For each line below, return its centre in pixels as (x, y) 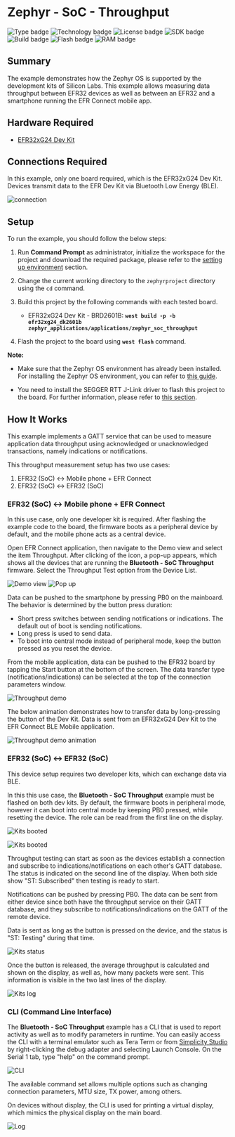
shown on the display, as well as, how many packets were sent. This (106, 972)
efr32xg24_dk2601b (55, 323)
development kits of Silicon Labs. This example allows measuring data (109, 86)
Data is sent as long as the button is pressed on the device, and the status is (117, 930)
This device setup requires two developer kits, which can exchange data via (117, 774)
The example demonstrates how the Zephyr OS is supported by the (105, 78)
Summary (29, 61)
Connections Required (57, 161)
